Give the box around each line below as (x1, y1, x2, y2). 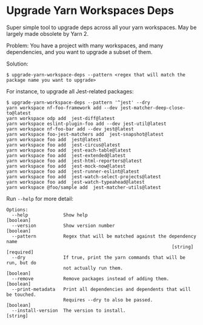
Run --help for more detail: (6, 195, 74, 202)
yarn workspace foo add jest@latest (6, 136, 102, 142)
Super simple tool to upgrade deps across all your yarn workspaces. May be (6, 24, 197, 31)
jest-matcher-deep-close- (120, 104, 186, 111)
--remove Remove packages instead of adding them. (12, 275, 170, 282)
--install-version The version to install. (12, 307, 126, 313)
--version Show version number (12, 223, 115, 229)
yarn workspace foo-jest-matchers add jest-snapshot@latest (6, 131, 164, 137)
